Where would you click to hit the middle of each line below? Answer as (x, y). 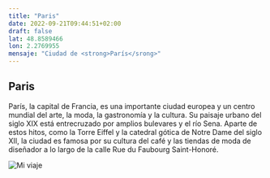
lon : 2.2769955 (34, 46)
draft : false (30, 31)
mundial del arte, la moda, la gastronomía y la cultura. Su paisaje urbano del (135, 115)
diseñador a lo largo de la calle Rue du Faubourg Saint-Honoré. (114, 149)
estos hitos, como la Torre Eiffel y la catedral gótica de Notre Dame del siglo (135, 132)
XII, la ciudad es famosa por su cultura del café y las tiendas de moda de (130, 141)
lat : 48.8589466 (36, 39)
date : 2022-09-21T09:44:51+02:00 (65, 24)
